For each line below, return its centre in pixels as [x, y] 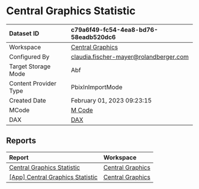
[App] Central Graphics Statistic [53, 177]
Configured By [29, 56]
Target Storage [30, 66]
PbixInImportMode [97, 87]
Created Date [28, 100]
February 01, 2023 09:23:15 [111, 100]
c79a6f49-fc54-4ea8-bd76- [114, 30]
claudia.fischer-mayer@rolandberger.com [130, 56]
